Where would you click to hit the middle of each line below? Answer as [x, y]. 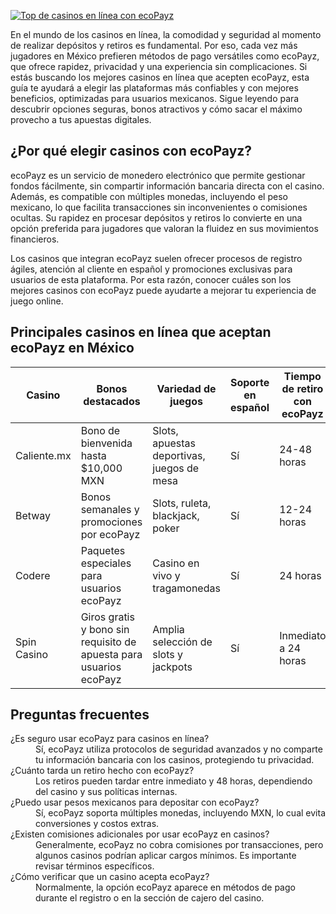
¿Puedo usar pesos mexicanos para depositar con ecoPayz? [135, 802]
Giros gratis [107, 617]
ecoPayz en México [72, 348]
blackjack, [176, 515]
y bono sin [105, 629]
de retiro [302, 388]
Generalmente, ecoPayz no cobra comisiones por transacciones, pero [179, 845]
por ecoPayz [110, 534]
